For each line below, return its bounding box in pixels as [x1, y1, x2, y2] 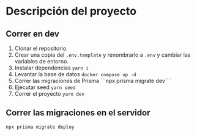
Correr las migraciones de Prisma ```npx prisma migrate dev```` [14, 77, 173, 84]
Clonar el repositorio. [14, 45, 68, 52]
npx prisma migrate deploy [6, 124, 75, 130]
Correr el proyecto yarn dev [14, 90, 85, 97]
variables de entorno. [14, 58, 69, 65]
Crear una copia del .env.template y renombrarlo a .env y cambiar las [14, 51, 191, 59]
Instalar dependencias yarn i [14, 64, 89, 71]
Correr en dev [6, 29, 59, 39]
